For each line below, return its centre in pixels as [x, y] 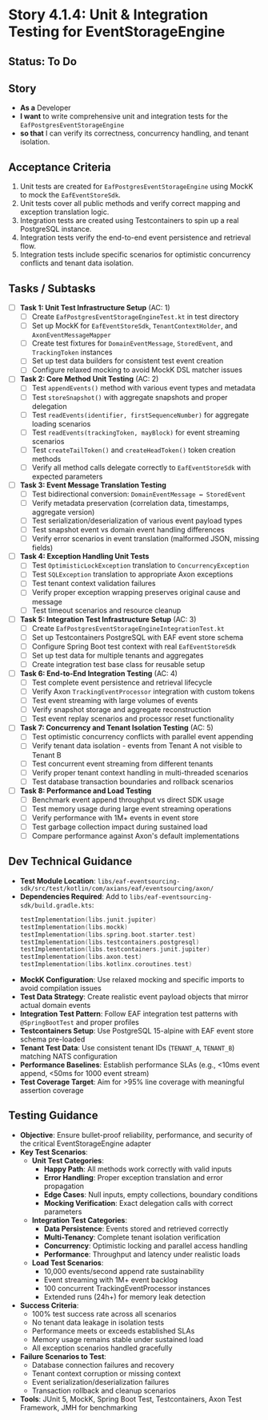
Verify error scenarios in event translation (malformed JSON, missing [146, 539]
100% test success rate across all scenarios [104, 1313]
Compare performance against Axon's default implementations [136, 836]
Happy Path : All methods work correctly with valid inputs [138, 1169]
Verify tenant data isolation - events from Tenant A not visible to [137, 746]
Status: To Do [43, 61]
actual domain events [55, 1005]
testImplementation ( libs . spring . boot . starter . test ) [108, 935]
